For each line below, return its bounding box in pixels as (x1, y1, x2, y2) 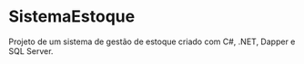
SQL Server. (8, 45, 54, 56)
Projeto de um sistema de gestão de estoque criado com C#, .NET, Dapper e (8, 36, 296, 47)
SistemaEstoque (8, 6, 136, 27)
